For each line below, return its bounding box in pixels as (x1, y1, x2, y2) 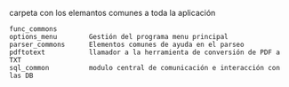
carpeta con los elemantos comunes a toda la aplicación (9, 8, 216, 18)
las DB (9, 71, 34, 80)
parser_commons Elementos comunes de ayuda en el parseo (9, 40, 245, 49)
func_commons (9, 25, 58, 34)
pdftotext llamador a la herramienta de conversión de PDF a (9, 48, 280, 57)
